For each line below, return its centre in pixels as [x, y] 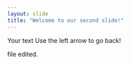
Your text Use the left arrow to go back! [64, 40]
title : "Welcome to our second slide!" [66, 20]
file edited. [23, 54]
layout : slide [28, 14]
